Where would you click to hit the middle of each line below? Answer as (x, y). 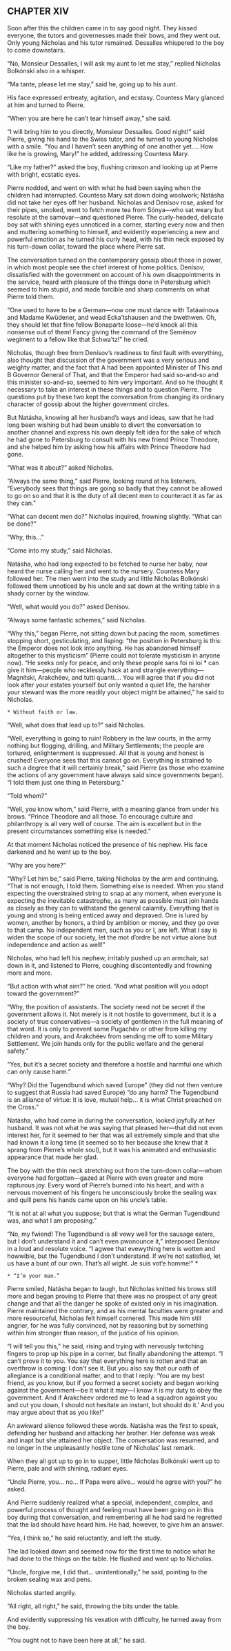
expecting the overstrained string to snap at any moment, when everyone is (114, 893)
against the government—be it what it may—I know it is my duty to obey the (115, 1390)
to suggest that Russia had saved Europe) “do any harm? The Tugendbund (113, 1092)
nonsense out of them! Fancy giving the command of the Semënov (102, 332)
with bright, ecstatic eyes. (44, 174)
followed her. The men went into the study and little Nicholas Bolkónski (108, 578)
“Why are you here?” (37, 865)
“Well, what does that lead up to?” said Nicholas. (76, 725)
